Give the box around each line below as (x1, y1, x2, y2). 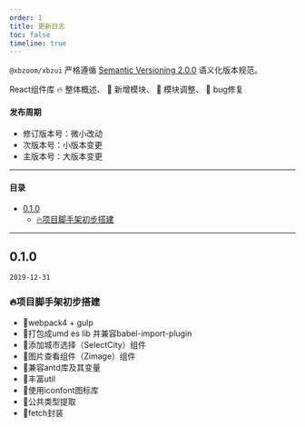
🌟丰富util (22, 373, 56, 384)
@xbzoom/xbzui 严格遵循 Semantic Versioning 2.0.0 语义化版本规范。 (9, 65, 263, 75)
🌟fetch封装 (22, 407, 64, 418)
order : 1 (9, 13, 43, 23)
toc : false (9, 30, 51, 39)
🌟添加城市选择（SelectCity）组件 (22, 339, 147, 350)
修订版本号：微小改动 (22, 128, 103, 139)
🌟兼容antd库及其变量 (22, 362, 102, 372)
